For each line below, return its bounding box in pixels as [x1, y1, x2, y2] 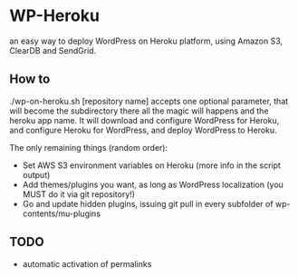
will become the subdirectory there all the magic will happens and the [9, 105, 269, 116]
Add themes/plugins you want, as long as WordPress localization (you [22, 179, 284, 190]
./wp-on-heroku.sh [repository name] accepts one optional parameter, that [9, 95, 289, 106]
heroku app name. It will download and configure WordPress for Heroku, [9, 114, 280, 125]
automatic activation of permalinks [22, 258, 152, 269]
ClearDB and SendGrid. [9, 45, 97, 55]
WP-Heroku [9, 5, 100, 26]
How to [9, 72, 51, 87]
